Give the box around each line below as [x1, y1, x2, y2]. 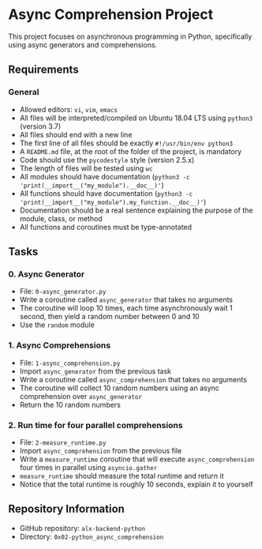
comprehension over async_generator [19, 391, 142, 400]
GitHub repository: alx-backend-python [19, 523, 146, 532]
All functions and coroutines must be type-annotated [19, 222, 192, 231]
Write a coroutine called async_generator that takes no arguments [19, 295, 233, 305]
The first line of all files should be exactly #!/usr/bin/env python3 [19, 138, 234, 148]
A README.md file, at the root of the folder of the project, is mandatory [19, 146, 242, 156]
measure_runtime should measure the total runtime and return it [19, 471, 224, 480]
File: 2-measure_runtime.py [19, 437, 107, 447]
